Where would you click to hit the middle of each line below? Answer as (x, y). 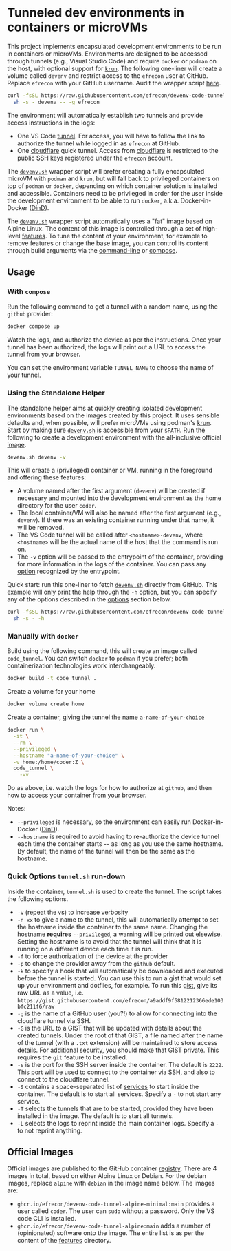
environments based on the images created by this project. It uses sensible (113, 415)
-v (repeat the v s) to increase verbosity (73, 912)
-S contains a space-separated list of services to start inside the (108, 1086)
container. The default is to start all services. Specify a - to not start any (119, 1094)
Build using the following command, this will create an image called (102, 651)
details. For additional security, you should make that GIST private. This (118, 1050)
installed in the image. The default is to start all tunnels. (95, 1116)
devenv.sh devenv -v (37, 457)
